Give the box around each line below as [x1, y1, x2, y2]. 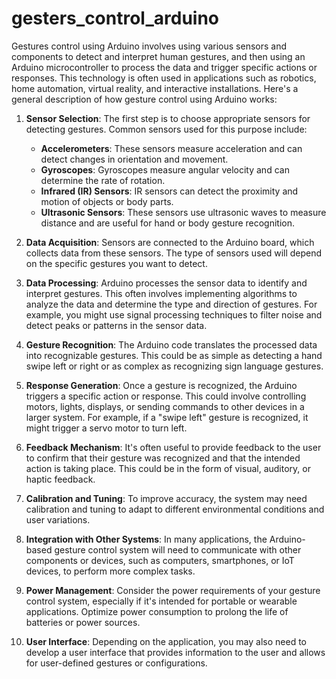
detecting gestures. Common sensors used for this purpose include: [25, 123, 308, 135]
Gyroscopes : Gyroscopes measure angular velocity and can [40, 163, 290, 176]
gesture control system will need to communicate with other [54, 543, 302, 556]
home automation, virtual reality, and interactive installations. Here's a [11, 82, 299, 94]
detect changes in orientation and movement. [40, 153, 229, 165]
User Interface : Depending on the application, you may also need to [25, 635, 308, 647]
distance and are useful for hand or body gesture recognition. [40, 217, 296, 229]
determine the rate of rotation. [40, 174, 166, 186]
